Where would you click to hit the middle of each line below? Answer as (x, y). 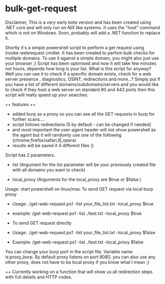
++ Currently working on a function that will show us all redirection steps (79, 272)
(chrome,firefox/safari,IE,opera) (44, 140)
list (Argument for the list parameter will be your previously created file (84, 164)
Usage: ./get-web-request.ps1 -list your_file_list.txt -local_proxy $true (83, 203)
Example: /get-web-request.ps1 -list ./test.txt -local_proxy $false (78, 242)
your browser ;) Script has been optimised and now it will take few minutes (81, 63)
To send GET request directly (42, 223)
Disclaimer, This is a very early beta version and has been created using (78, 22)
